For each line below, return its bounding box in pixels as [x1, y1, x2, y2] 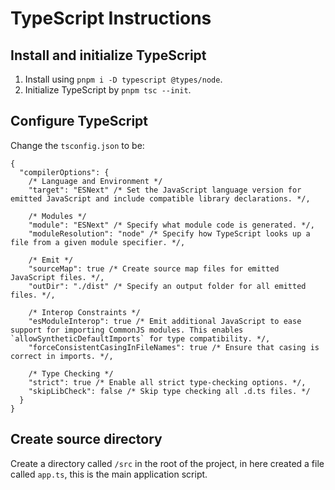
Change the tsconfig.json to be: [10, 139, 145, 151]
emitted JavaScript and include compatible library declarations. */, [10, 193, 311, 204]
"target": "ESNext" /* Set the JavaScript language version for [28, 185, 302, 195]
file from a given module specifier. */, [10, 237, 186, 247]
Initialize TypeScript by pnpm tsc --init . [24, 84, 192, 96]
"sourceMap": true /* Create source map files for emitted [28, 263, 280, 274]
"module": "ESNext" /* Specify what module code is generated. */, [28, 220, 315, 230]
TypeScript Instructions [10, 7, 212, 30]
